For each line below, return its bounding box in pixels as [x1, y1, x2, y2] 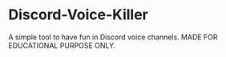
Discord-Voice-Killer [8, 6, 148, 24]
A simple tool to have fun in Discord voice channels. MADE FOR [8, 32, 218, 42]
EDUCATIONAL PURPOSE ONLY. [8, 40, 116, 50]
